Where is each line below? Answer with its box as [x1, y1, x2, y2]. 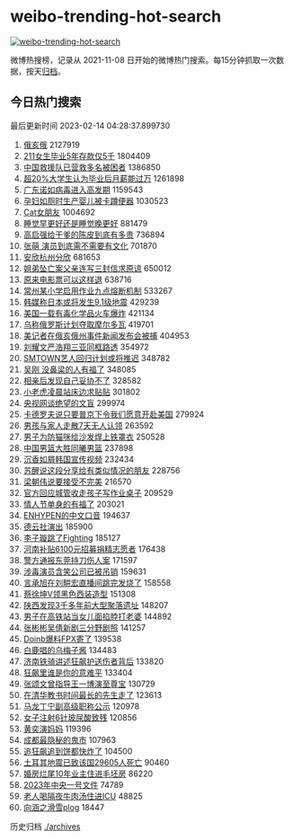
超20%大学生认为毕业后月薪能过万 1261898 [22, 172, 185, 183]
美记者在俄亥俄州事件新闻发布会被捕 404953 [22, 330, 190, 340]
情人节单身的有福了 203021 [22, 499, 125, 509]
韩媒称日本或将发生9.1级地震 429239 [22, 296, 160, 307]
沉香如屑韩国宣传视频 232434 [22, 454, 134, 464]
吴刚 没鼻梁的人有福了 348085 [22, 364, 137, 375]
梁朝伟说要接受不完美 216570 [22, 476, 132, 487]
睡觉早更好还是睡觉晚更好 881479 [22, 217, 148, 228]
